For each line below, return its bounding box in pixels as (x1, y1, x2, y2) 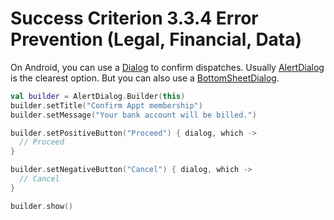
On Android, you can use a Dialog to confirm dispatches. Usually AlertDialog (10, 61, 325, 73)
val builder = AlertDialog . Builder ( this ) (10, 91, 186, 101)
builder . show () (10, 201, 74, 211)
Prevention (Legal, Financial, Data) (10, 28, 303, 51)
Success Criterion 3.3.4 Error (10, 7, 259, 30)
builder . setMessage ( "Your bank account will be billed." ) (10, 110, 257, 120)
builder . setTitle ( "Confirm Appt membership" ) (10, 100, 203, 111)
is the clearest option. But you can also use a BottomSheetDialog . (10, 72, 280, 84)
